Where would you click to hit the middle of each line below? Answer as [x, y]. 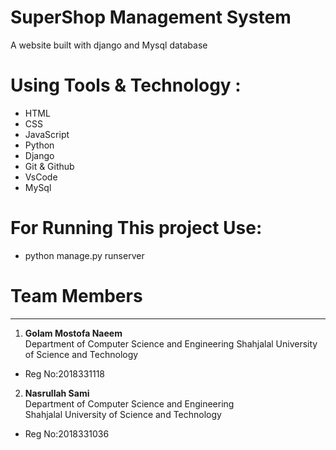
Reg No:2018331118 [65, 373]
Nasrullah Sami [57, 393]
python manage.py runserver [84, 255]
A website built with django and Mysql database [109, 45]
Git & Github [49, 166]
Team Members [76, 296]
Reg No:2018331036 [67, 433]
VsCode [41, 177]
